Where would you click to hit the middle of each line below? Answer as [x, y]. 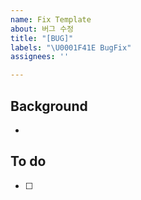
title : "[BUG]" [42, 38]
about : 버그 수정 [42, 29]
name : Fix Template [51, 19]
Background [49, 106]
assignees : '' [40, 57]
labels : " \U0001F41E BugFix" [71, 47]
